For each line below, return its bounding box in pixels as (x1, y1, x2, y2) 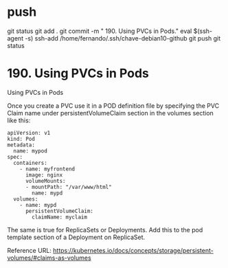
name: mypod (13, 147, 48, 155)
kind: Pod (7, 135, 36, 142)
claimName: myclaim (32, 214, 88, 221)
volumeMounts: (25, 177, 67, 184)
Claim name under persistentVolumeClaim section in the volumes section (7, 109, 214, 117)
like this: (7, 116, 31, 124)
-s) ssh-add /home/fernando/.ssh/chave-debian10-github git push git (25, 34, 221, 42)
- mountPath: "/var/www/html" (25, 183, 112, 190)
